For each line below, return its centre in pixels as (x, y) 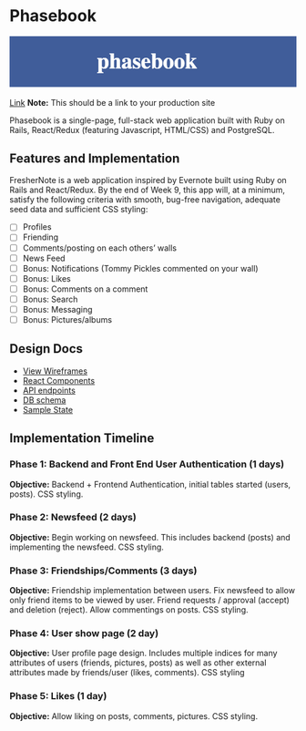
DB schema (44, 400)
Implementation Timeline (82, 438)
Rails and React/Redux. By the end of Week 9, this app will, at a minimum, (147, 190)
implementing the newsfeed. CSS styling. (87, 547)
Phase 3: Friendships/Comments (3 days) (103, 571)
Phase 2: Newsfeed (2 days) (73, 518)
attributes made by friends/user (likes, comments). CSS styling (127, 673)
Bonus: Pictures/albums (67, 319)
